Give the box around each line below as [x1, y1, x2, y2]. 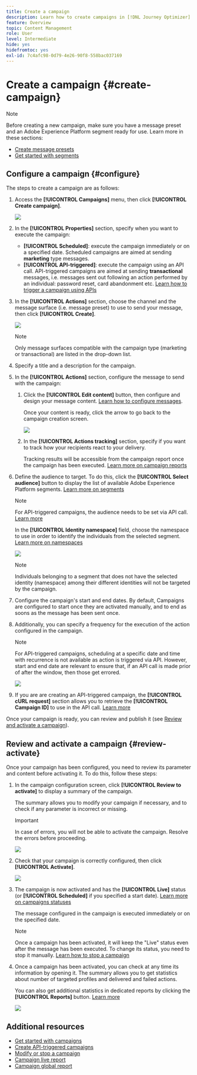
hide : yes [6, 42, 31, 48]
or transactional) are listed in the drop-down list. [14, 351, 132, 358]
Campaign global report [14, 1063, 72, 1069]
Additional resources [6, 1021, 85, 1031]
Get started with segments [14, 152, 79, 159]
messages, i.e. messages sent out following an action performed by [23, 274, 188, 281]
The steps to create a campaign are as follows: [6, 184, 119, 192]
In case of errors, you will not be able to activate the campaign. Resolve [14, 828, 188, 836]
